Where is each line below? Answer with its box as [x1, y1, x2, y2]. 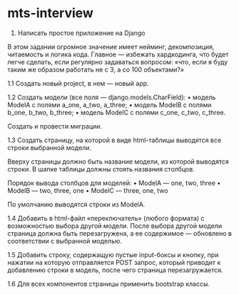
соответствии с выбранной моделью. [7, 236, 123, 245]
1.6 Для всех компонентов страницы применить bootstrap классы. [7, 279, 210, 288]
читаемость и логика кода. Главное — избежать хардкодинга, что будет [7, 50, 229, 59]
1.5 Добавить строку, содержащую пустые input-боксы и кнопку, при [7, 250, 219, 259]
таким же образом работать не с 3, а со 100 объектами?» [7, 65, 184, 74]
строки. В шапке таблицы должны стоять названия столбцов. [7, 164, 195, 173]
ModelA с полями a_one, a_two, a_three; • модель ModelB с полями [7, 100, 212, 109]
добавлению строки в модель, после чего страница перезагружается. [7, 266, 223, 274]
